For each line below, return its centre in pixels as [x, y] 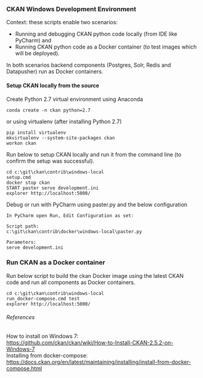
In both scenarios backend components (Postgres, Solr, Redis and [89, 65]
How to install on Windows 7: [42, 336]
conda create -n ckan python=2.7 [48, 110]
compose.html [24, 368]
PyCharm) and [33, 41]
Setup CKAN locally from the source [53, 85]
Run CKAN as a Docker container [56, 263]
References [21, 317]
